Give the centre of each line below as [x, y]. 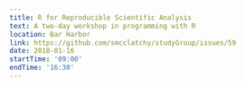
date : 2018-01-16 [42, 51]
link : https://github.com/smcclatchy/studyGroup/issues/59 [123, 43]
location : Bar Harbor [50, 34]
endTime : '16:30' [42, 68]
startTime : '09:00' [46, 59]
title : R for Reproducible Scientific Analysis [101, 17]
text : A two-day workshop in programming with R [103, 26]
